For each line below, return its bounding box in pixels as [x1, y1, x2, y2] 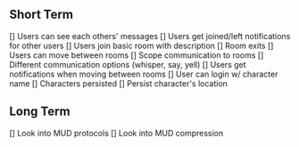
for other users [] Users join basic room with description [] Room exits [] [9, 40, 274, 51]
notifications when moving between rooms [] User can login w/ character [9, 69, 278, 79]
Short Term [9, 7, 74, 22]
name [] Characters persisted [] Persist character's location [9, 78, 228, 88]
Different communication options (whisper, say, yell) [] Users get [9, 59, 247, 69]
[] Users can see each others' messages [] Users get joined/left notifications [9, 30, 291, 41]
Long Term [9, 104, 71, 119]
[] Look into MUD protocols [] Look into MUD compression [9, 127, 224, 138]
